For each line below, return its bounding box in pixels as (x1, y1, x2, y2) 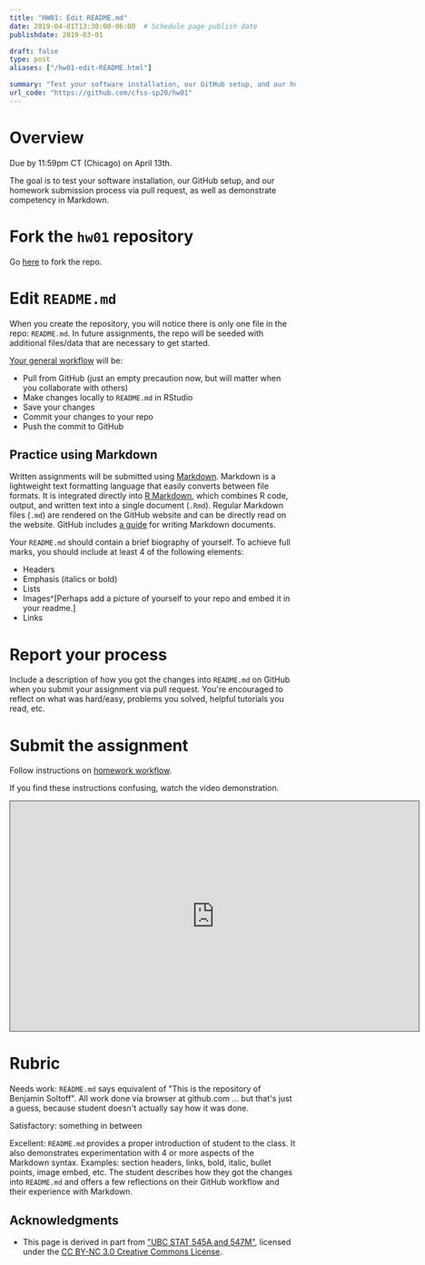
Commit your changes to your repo (22, 410, 154, 422)
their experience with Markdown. (9, 1186, 133, 1197)
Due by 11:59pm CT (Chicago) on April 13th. (9, 157, 173, 168)
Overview (9, 127, 84, 148)
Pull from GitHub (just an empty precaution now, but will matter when (22, 372, 282, 383)
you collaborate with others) (22, 382, 129, 393)
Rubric (9, 1053, 61, 1074)
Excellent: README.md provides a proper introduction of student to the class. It (9, 1138, 296, 1149)
